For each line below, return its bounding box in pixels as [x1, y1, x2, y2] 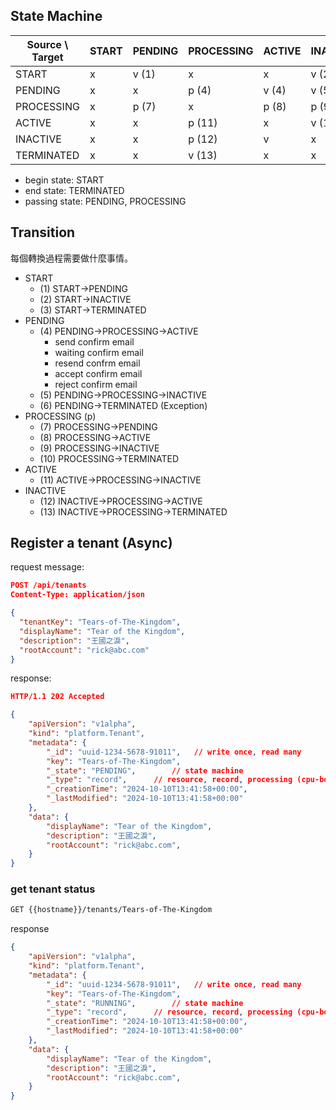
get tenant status [10, 882, 96, 896]
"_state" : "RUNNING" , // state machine [46, 998, 244, 1008]
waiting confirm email [54, 346, 144, 358]
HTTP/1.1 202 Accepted [10, 692, 105, 702]
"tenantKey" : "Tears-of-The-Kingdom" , [19, 617, 182, 628]
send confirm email [54, 335, 135, 348]
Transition [10, 224, 76, 241]
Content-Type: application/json [10, 590, 145, 600]
